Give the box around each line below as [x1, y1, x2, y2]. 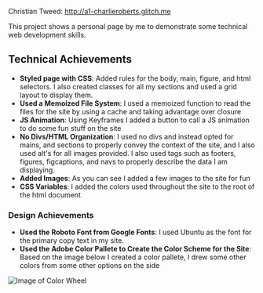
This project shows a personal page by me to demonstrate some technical [8, 22, 248, 31]
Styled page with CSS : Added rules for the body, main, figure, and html [19, 74, 251, 83]
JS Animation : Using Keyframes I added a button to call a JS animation [19, 115, 250, 125]
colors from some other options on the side [19, 261, 160, 270]
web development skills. [8, 31, 86, 39]
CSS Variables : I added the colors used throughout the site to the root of [19, 182, 255, 191]
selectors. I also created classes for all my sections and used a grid [19, 81, 237, 91]
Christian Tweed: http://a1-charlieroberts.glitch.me [8, 7, 171, 16]
